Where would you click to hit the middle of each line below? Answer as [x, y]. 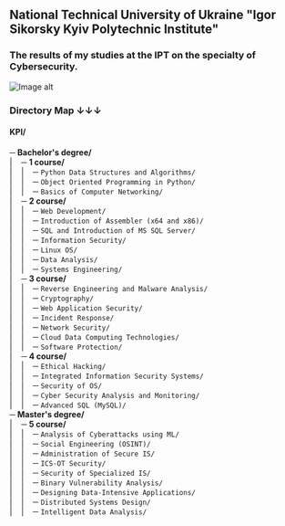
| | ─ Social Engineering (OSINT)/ [80, 443]
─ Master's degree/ [47, 414]
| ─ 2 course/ [38, 201]
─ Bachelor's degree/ [51, 152]
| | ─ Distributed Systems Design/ [80, 501]
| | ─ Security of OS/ [56, 385]
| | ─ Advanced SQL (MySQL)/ [68, 405]
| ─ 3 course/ [38, 279]
